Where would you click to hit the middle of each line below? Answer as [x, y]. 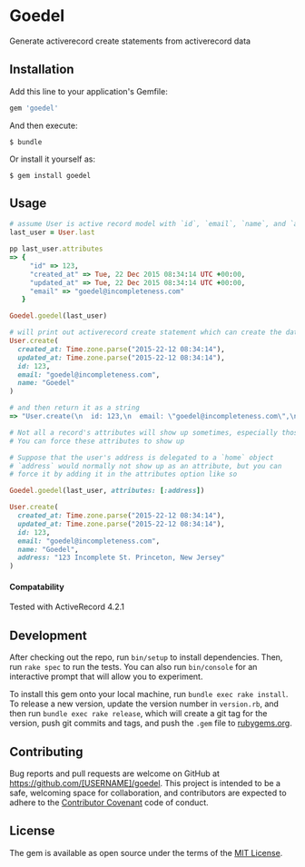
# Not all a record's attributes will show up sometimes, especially [144, 432]
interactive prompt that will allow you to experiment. [106, 676]
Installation [42, 69]
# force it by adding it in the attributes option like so [123, 474]
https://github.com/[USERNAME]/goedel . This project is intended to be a [145, 783]
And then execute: [44, 125]
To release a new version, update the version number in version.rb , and [144, 704]
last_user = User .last [52, 232]
